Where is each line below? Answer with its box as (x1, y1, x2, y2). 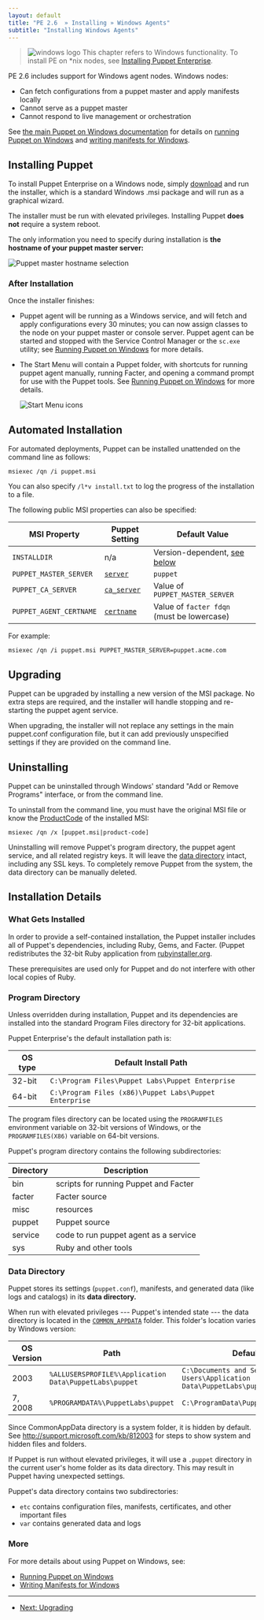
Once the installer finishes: (8, 296, 95, 306)
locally (19, 95, 42, 105)
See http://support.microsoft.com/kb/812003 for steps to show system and (8, 1431, 251, 1440)
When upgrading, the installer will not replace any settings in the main (8, 721, 234, 730)
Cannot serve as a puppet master (19, 103, 128, 113)
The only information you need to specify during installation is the (8, 235, 222, 244)
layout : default (8, 11, 61, 20)
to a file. (8, 490, 35, 500)
